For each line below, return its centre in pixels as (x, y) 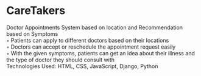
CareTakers (36, 11)
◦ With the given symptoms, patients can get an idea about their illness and (100, 53)
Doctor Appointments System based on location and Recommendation (95, 27)
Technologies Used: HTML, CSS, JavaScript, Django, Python (82, 66)
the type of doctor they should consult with (60, 60)
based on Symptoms (32, 33)
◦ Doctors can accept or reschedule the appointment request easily (91, 47)
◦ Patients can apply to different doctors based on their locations (88, 40)
